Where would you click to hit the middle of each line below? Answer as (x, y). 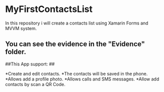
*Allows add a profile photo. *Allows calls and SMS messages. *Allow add (82, 79)
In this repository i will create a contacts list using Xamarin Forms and (77, 23)
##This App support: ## (30, 64)
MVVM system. (21, 28)
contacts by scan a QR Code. (35, 84)
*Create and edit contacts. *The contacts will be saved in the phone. (76, 73)
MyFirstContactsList (49, 9)
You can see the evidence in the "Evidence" (75, 44)
